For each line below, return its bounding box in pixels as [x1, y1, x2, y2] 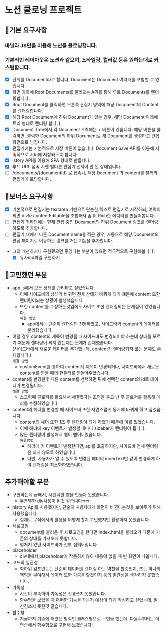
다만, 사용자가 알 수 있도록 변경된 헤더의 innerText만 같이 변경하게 [27, 456, 155, 462]
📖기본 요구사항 [5, 26, 47, 34]
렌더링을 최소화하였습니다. [32, 462, 83, 468]
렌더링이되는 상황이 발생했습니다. [19, 297, 84, 303]
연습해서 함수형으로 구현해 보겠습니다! [19, 622, 93, 628]
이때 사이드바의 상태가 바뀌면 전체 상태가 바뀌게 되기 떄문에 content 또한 [19, 291, 160, 297]
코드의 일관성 [12, 559, 38, 566]
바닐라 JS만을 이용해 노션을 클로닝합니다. [5, 42, 98, 49]
